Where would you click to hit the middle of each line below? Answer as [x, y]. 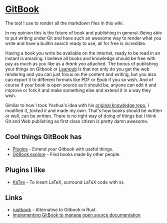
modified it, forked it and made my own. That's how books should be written [84, 110]
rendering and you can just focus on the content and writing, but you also [81, 74]
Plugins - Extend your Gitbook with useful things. [63, 149]
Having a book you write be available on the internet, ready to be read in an [83, 53]
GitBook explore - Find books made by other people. [66, 154]
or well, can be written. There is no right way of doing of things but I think [81, 115]
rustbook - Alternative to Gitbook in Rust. [54, 210]
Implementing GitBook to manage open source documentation [76, 215]
